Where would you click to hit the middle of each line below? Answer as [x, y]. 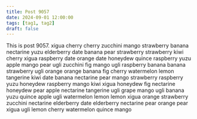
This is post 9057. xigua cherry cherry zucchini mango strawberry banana [98, 46]
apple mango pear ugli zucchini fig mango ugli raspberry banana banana [96, 65]
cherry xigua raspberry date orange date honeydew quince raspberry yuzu [99, 58]
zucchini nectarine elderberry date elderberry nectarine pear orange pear [97, 103]
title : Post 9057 [28, 12]
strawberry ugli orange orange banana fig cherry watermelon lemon [90, 71]
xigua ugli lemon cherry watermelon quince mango [69, 109]
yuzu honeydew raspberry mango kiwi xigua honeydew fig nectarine [91, 84]
